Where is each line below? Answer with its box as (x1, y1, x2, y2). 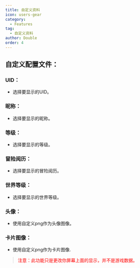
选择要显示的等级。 (12, 142, 53, 148)
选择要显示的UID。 (12, 89, 52, 95)
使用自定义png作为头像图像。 (12, 220, 74, 226)
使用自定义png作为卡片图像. (12, 247, 71, 253)
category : (5, 17, 26, 22)
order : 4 (5, 40, 24, 45)
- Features (10, 21, 33, 27)
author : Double (5, 36, 37, 41)
